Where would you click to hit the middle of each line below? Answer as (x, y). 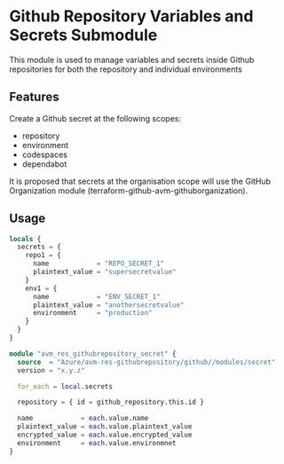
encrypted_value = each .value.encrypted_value (105, 435)
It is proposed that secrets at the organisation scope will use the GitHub (140, 181)
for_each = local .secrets (65, 386)
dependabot (44, 164)
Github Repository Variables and (131, 16)
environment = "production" (92, 313)
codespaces (45, 154)
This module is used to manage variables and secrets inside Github (132, 59)
